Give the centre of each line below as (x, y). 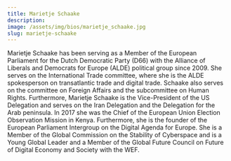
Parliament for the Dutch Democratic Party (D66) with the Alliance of (106, 61)
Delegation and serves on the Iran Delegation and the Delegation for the (111, 105)
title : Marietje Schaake (44, 14)
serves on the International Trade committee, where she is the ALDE (106, 76)
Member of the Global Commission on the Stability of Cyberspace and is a (115, 135)
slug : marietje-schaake (42, 33)
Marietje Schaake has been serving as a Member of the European (102, 53)
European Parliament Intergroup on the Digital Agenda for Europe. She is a (115, 127)
